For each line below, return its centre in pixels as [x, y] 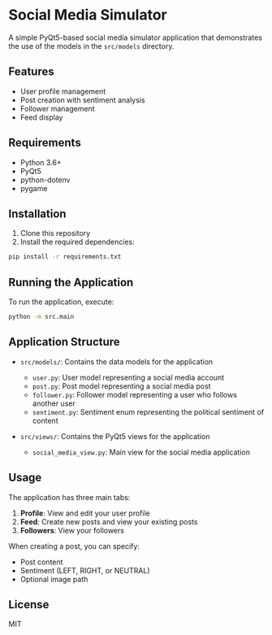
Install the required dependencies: [78, 242]
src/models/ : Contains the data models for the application [117, 361]
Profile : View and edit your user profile [85, 513]
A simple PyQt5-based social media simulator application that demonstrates [135, 37]
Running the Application [71, 282]
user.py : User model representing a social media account [128, 377]
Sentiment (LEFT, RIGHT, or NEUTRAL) [85, 570]
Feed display [41, 117]
